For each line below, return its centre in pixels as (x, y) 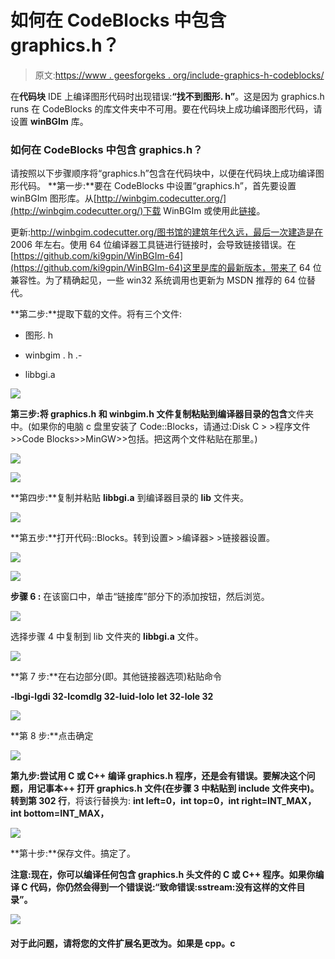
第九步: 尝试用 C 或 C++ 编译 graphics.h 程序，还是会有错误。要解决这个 (158, 776)
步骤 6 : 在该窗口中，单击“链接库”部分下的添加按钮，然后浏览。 (140, 597)
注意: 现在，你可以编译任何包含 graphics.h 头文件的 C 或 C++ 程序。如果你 (163, 875)
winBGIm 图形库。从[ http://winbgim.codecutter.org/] (118, 198)
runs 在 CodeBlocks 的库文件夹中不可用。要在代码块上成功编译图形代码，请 (166, 108)
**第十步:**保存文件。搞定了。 (73, 853)
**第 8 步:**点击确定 (52, 736)
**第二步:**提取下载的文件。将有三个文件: (96, 314)
